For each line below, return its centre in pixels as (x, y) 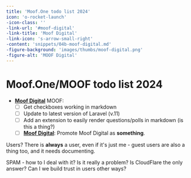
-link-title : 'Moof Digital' (42, 33)
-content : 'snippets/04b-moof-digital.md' (59, 45)
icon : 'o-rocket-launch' (36, 17)
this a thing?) (39, 126)
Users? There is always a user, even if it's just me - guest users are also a (95, 145)
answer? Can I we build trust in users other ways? (66, 169)
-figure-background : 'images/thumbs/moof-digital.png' (75, 50)
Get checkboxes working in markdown (70, 107)
